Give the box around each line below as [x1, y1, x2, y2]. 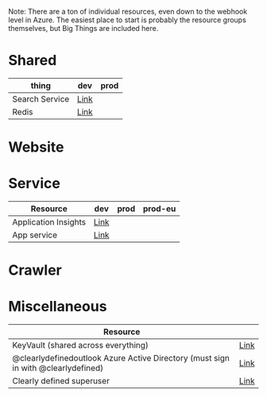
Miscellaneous [8, 298, 107, 316]
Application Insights [12, 217, 86, 228]
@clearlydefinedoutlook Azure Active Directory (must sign [12, 353, 230, 364]
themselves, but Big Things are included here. [8, 24, 159, 33]
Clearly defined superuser [12, 376, 110, 387]
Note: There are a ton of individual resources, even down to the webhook [8, 7, 248, 16]
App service [12, 229, 58, 241]
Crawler [8, 261, 62, 279]
